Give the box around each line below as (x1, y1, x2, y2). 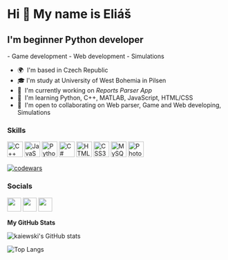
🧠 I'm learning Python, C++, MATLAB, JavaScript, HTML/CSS (17, 93, 193, 102)
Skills (7, 125, 26, 135)
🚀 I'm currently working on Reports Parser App (17, 86, 153, 94)
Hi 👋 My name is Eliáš (7, 6, 131, 22)
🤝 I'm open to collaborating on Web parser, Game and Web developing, (17, 101, 222, 109)
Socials (7, 181, 32, 191)
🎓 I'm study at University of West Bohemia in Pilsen (17, 76, 167, 84)
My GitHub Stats (7, 218, 56, 227)
